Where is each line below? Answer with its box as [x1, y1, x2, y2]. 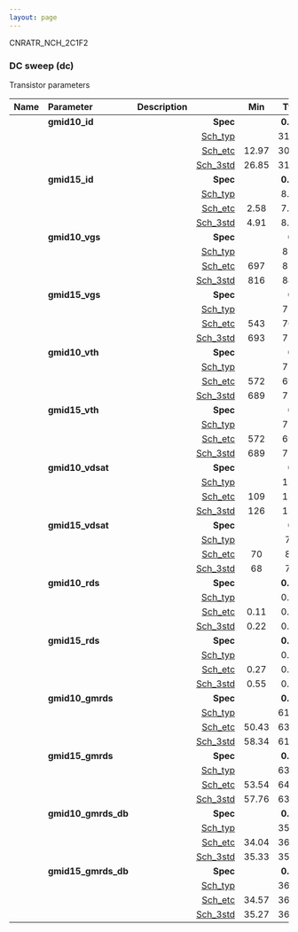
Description [137, 100, 188, 113]
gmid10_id [47, 115, 94, 128]
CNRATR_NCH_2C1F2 [9, 37, 89, 48]
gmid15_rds [47, 634, 100, 646]
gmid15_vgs [47, 288, 101, 301]
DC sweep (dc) [9, 59, 74, 72]
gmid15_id [47, 173, 94, 185]
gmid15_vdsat [47, 519, 109, 531]
